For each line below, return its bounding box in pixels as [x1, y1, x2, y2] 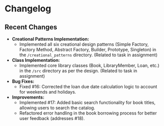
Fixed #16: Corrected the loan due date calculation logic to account [19, 84, 158, 90]
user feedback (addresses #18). [19, 116, 85, 121]
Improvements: [11, 94, 44, 100]
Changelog [4, 3, 51, 14]
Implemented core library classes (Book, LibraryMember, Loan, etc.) [19, 63, 160, 68]
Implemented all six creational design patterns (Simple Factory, [19, 41, 149, 47]
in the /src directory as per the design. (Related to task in [19, 68, 138, 74]
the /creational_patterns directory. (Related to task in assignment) [19, 52, 158, 58]
